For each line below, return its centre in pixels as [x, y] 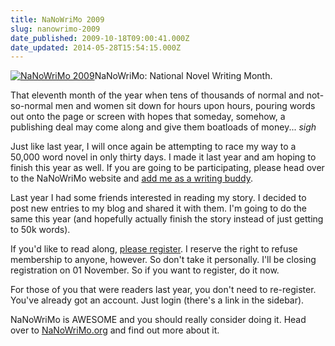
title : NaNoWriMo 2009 [57, 19]
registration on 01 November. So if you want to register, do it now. [145, 270]
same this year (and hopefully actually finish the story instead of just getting [167, 219]
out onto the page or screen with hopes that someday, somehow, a [148, 117]
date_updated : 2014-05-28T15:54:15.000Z [96, 47]
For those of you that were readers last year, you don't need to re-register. [163, 290]
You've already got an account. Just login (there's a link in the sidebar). [157, 300]
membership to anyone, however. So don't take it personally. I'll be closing [163, 260]
